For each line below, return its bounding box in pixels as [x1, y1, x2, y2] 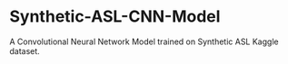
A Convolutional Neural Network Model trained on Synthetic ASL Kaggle [9, 36, 279, 47]
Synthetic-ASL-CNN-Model [9, 6, 221, 27]
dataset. [9, 45, 41, 56]
